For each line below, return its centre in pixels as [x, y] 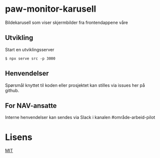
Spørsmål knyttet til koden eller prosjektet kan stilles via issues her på [75, 85]
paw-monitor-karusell [51, 9]
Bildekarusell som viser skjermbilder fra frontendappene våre [67, 22]
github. [12, 90]
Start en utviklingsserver [30, 49]
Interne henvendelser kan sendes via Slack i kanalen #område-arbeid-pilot [80, 118]
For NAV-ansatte [31, 106]
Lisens [19, 137]
